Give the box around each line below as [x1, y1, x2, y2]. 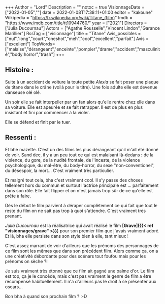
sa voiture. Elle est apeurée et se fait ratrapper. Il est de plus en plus [5, 104, 143, 110]
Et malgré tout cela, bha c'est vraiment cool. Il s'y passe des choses [5, 177, 143, 183]
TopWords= [32, 41, 56, 46]
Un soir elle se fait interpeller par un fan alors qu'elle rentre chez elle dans [5, 99, 155, 105]
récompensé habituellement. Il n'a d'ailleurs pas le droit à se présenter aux [5, 278, 157, 284]
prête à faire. [5, 193, 31, 199]
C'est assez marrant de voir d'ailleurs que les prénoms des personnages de [5, 242, 159, 249]
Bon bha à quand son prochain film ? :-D [5, 293, 87, 299]
